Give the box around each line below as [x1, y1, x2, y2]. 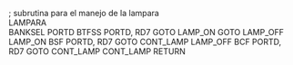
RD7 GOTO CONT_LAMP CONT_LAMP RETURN [8, 46, 186, 57]
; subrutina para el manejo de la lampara [8, 8, 160, 18]
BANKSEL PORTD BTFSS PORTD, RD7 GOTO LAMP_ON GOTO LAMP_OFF [8, 27, 284, 37]
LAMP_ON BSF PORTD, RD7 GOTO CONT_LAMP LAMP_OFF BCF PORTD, [8, 36, 282, 47]
